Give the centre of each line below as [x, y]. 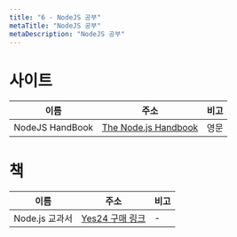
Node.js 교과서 [43, 218]
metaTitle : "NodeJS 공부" [55, 26]
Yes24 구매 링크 [114, 218]
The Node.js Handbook [150, 128]
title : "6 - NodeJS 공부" [55, 17]
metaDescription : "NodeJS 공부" [67, 34]
